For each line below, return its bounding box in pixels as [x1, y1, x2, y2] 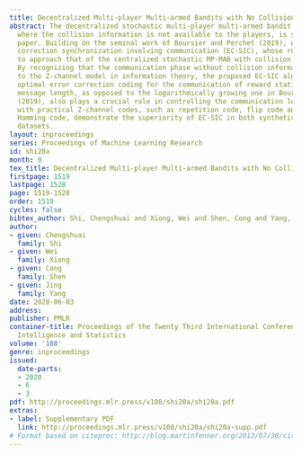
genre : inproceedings [9, 347, 91, 356]
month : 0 [9, 155, 42, 165]
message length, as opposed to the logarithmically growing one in [17, 88, 276, 97]
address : [9, 306, 42, 315]
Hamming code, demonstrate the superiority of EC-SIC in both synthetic [17, 113, 296, 122]
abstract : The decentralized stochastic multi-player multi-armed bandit [9, 22, 292, 31]
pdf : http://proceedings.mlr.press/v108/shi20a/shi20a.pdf [9, 397, 235, 407]
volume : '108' [9, 339, 63, 348]
